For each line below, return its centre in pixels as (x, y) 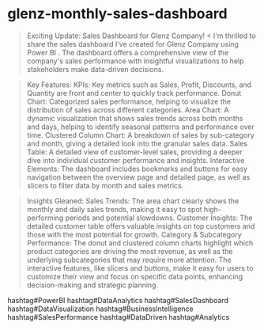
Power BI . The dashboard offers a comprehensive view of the (128, 52)
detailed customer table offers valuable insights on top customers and (141, 226)
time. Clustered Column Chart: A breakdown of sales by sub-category (140, 135)
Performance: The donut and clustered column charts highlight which (140, 243)
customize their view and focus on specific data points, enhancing (135, 276)
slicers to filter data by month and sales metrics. (105, 185)
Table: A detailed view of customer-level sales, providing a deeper (134, 152)
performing (45, 218)
